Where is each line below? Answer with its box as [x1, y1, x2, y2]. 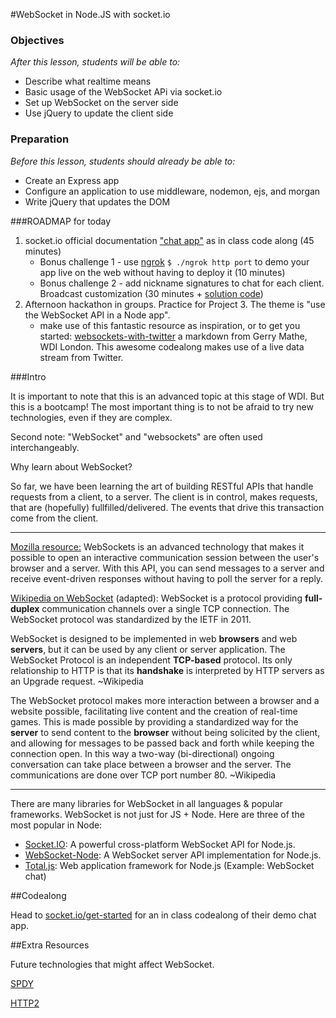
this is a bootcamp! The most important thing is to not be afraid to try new [10, 400, 314, 413]
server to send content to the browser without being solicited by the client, [10, 726, 321, 738]
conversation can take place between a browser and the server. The [10, 758, 292, 770]
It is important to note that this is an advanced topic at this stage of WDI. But [10, 390, 325, 402]
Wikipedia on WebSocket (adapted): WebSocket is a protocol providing [10, 592, 303, 604]
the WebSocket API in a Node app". [24, 309, 171, 321]
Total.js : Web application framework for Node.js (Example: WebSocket [24, 859, 315, 871]
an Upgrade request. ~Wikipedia [10, 675, 144, 687]
